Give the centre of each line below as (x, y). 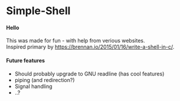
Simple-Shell (38, 11)
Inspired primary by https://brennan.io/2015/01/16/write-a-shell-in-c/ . (90, 47)
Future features (26, 60)
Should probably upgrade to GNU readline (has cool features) (89, 74)
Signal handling (33, 86)
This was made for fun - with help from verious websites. (76, 41)
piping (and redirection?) (45, 80)
